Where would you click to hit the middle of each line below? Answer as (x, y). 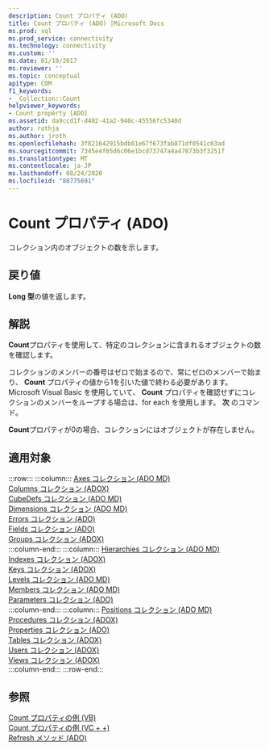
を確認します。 (33, 355)
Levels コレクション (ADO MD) (59, 580)
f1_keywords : (30, 91)
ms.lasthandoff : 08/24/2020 (56, 174)
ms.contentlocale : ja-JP (50, 166)
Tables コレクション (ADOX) (55, 640)
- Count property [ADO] (48, 114)
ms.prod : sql (30, 31)
